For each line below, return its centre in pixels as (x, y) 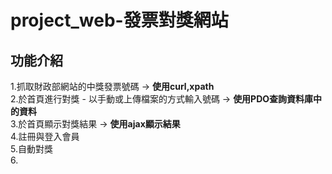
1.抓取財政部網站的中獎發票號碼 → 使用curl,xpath (112, 86)
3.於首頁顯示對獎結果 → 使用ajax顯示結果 (95, 124)
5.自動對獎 (31, 149)
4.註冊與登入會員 (45, 136)
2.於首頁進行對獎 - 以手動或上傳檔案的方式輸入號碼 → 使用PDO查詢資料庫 (162, 99)
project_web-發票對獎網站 (119, 20)
